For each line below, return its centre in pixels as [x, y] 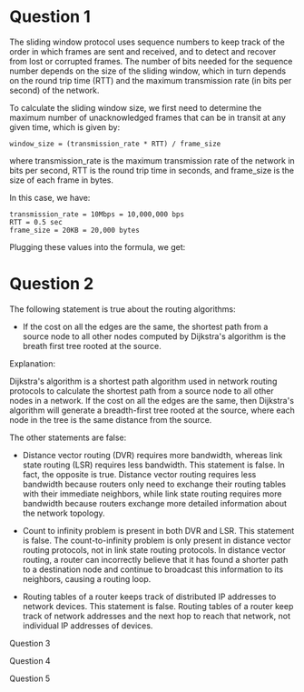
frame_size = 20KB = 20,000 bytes [75, 230]
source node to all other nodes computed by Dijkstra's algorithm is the [154, 336]
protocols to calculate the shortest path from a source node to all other [142, 391]
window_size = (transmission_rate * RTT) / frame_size [115, 144]
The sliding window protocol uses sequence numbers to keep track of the [147, 42]
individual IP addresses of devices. [88, 626]
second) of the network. [54, 90]
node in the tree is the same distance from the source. [111, 419]
